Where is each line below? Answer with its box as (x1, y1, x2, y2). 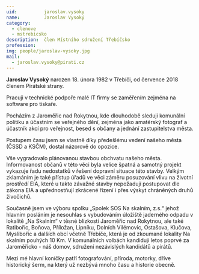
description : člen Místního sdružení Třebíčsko (6, 37, 130, 43)
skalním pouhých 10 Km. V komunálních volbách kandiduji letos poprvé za (6, 236, 189, 244)
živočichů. (6, 193, 32, 200)
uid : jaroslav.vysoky (6, 8, 85, 15)
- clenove (11, 25, 36, 32)
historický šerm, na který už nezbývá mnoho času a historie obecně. (6, 261, 176, 268)
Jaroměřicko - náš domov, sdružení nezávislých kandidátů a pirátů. (6, 243, 173, 250)
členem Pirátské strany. (6, 82, 64, 89)
